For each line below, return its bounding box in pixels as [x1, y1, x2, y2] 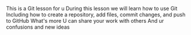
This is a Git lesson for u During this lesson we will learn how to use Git [6, 5, 177, 12]
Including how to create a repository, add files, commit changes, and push [6, 11, 186, 18]
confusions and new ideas [6, 23, 70, 30]
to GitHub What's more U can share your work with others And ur [6, 17, 165, 24]
